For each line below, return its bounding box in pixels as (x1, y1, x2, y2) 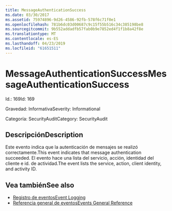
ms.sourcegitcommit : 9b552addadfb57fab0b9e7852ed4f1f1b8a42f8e (5, 27, 144, 32)
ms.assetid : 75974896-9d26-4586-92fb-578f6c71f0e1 (5, 17, 116, 22)
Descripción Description (5, 130, 84, 139)
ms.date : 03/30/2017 (5, 12, 50, 17)
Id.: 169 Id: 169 (5, 95, 35, 102)
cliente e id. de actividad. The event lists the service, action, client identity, (5, 160, 162, 167)
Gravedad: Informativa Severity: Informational (5, 106, 101, 112)
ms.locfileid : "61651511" (5, 46, 61, 51)
